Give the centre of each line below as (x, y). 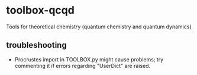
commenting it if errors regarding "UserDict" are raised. (83, 66)
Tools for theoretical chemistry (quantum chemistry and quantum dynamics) (99, 27)
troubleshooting (36, 45)
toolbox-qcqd (41, 10)
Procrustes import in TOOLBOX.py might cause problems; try (89, 59)
